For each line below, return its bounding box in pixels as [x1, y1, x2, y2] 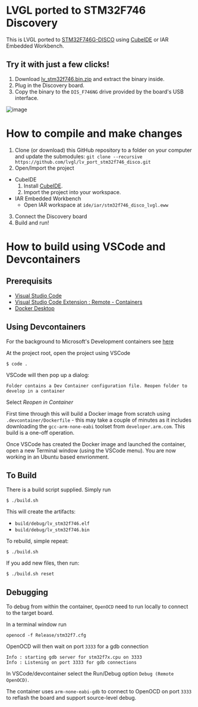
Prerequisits [6, 276, 52, 286]
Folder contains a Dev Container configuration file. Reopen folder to [6, 382, 187, 389]
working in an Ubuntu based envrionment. [6, 453, 109, 460]
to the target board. [6, 609, 54, 616]
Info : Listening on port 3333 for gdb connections [6, 659, 137, 666]
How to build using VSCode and [6, 239, 166, 253]
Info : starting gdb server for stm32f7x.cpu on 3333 [6, 655, 143, 661]
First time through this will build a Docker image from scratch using [6, 410, 171, 417]
